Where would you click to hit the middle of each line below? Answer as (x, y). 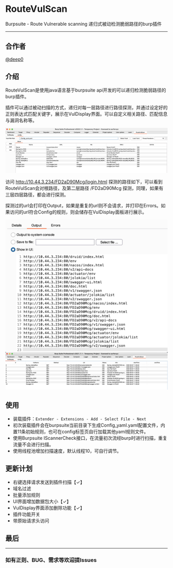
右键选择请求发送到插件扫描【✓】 (49, 482)
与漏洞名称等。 (21, 120)
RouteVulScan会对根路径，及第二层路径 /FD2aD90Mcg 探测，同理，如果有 (84, 188)
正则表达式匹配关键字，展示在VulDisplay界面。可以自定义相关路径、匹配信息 (86, 114)
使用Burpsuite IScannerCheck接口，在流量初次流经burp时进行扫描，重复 (90, 438)
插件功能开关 (26, 514)
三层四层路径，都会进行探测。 (37, 194)
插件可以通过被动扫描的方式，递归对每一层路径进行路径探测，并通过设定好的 (86, 107)
